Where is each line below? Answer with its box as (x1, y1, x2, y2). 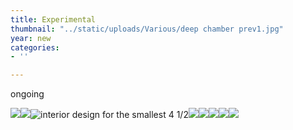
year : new (10, 33, 52, 43)
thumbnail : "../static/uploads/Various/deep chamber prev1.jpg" (10, 24, 284, 34)
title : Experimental (10, 14, 97, 25)
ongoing (10, 88, 45, 100)
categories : (10, 42, 60, 53)
